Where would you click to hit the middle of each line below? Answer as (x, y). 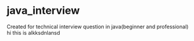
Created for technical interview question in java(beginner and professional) (98, 27)
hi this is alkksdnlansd (34, 32)
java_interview (43, 11)
